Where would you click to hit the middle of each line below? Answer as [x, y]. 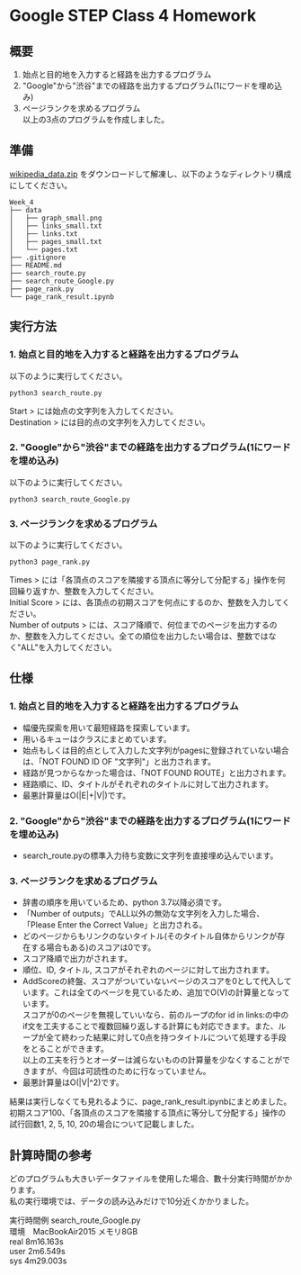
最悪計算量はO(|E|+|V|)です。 [76, 795]
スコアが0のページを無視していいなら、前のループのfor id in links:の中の [155, 1015]
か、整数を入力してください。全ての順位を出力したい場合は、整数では [139, 637]
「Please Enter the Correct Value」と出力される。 [115, 925]
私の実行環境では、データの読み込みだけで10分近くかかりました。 [132, 1201]
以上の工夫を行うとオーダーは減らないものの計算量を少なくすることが [152, 1060]
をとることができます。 [66, 1049]
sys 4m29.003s [38, 1261]
